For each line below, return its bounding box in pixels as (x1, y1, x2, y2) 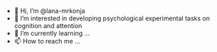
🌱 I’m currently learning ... (14, 29, 90, 37)
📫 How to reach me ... (14, 37, 80, 45)
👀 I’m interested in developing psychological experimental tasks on (14, 14, 211, 22)
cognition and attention (14, 22, 83, 30)
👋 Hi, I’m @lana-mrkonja (14, 7, 85, 15)
